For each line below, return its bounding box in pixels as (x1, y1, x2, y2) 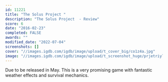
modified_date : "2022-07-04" (5, 40, 66, 45)
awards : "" (5, 35, 28, 40)
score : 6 (5, 21, 23, 26)
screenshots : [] (5, 44, 39, 49)
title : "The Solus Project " (5, 12, 66, 17)
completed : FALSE (5, 30, 41, 35)
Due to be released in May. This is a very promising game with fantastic (5, 67, 152, 73)
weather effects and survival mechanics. (5, 73, 89, 79)
